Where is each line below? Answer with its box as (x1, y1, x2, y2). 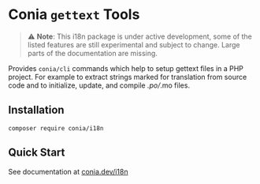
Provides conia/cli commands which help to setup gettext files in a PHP (8, 63, 244, 73)
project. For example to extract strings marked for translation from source (8, 72, 247, 81)
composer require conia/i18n (8, 124, 104, 132)
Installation (8, 103, 65, 117)
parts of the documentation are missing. (27, 48, 158, 58)
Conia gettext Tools (8, 6, 140, 24)
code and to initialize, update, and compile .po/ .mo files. (8, 81, 191, 90)
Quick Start (8, 146, 65, 160)
